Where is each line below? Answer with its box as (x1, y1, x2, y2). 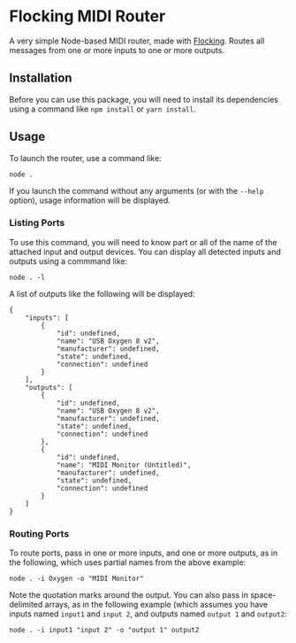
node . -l (9, 273, 46, 282)
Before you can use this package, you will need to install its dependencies (9, 94, 278, 105)
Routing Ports (9, 527, 70, 539)
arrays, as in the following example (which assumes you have (44, 600, 268, 610)
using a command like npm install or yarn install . (9, 104, 196, 114)
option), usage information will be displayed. (9, 195, 171, 205)
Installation (9, 71, 72, 86)
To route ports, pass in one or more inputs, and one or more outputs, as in (9, 547, 278, 559)
